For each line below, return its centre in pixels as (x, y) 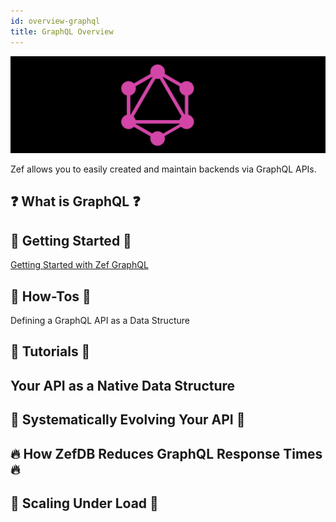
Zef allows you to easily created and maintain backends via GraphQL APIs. (163, 169)
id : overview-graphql (55, 21)
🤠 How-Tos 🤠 (51, 296)
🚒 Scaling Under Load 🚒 (84, 503)
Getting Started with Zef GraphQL (79, 265)
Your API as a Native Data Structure (123, 385)
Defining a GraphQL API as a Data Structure (100, 321)
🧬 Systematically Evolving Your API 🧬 (128, 420)
